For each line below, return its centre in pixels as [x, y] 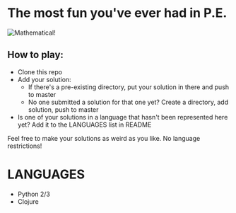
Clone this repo [40, 71]
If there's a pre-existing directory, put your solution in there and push [129, 87]
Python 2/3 [34, 194]
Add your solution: [45, 79]
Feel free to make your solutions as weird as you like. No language [104, 138]
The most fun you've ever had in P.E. [117, 13]
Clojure [28, 201]
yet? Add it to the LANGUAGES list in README [84, 125]
